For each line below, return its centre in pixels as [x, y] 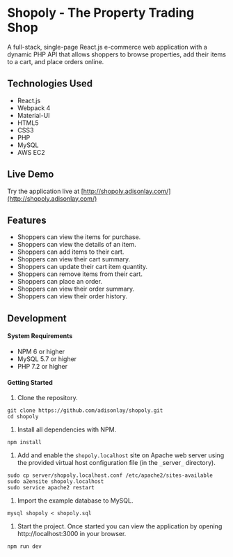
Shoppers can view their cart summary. [74, 259]
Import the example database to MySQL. [75, 501]
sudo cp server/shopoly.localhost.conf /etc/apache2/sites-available [110, 475]
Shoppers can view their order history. [72, 296]
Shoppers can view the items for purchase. [79, 237]
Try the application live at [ [45, 191]
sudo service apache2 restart [51, 488]
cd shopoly [23, 417]
